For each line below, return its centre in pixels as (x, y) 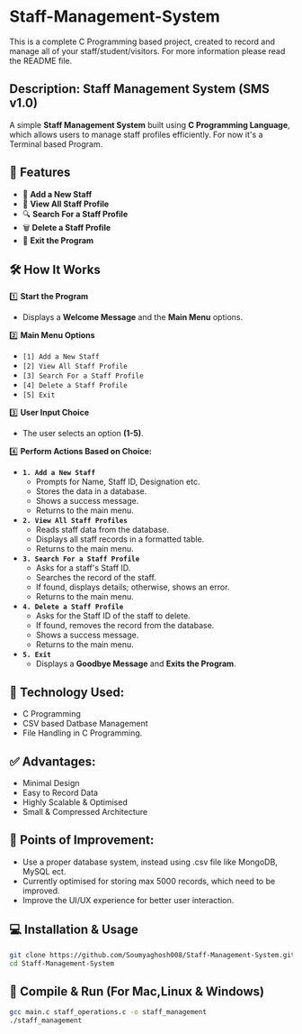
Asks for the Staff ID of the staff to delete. (113, 616)
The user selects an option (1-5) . (83, 434)
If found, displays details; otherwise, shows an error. (133, 587)
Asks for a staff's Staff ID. (83, 568)
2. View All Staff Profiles (75, 521)
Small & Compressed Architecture (85, 812)
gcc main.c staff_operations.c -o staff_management (108, 1012)
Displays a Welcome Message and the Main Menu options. (133, 317)
